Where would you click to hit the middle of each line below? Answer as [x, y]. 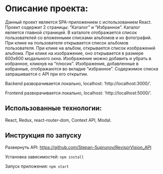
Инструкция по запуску [43, 136]
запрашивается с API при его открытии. [47, 74]
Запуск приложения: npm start [37, 166]
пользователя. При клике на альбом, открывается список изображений [80, 48]
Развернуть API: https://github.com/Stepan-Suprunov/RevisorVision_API [78, 147]
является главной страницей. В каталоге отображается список [71, 32]
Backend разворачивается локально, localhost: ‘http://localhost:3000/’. [78, 83]
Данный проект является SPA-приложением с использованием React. [79, 22]
